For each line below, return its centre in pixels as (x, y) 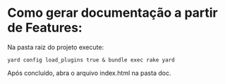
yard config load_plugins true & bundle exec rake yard (91, 60)
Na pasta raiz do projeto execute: (56, 47)
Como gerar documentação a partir (113, 13)
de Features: (45, 28)
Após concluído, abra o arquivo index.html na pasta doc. (89, 73)
